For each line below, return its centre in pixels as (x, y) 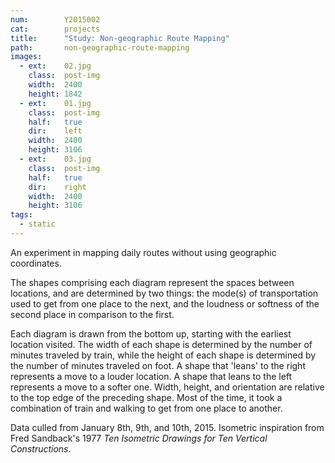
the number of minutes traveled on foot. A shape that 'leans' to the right (158, 365)
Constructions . (41, 448)
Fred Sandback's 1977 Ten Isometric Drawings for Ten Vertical (139, 438)
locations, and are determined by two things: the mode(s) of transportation (164, 293)
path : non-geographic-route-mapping (100, 47)
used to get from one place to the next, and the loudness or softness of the (165, 303)
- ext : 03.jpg (55, 159)
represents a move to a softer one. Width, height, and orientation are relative (167, 387)
